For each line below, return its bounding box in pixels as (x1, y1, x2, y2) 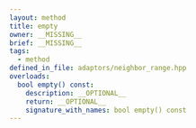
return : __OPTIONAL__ (25, 96, 106, 106)
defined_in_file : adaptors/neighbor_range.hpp (9, 64, 187, 73)
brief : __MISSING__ (9, 38, 83, 48)
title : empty (9, 22, 58, 31)
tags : (9, 47, 30, 56)
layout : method (9, 13, 67, 23)
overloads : (9, 72, 50, 81)
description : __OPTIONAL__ (25, 88, 127, 97)
